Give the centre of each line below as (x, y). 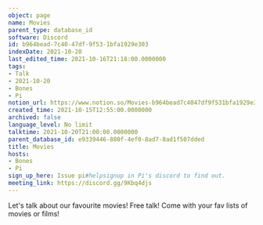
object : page (29, 15)
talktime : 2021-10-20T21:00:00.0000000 (73, 132)
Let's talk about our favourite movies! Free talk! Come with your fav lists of (128, 205)
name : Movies (29, 23)
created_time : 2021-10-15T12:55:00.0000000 (80, 111)
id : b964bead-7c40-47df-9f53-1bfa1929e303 (78, 45)
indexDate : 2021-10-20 (45, 52)
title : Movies (31, 147)
